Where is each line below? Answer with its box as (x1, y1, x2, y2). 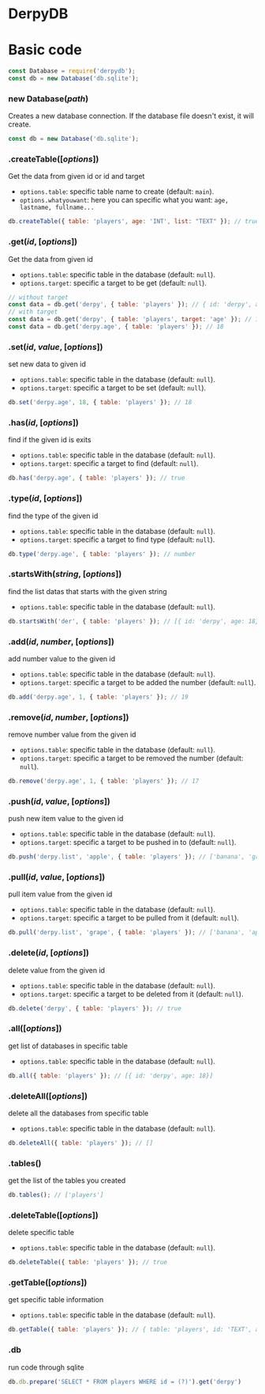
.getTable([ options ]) (8, 1277, 88, 1288)
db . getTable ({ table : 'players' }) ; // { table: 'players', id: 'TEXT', (8, 1326, 252, 1334)
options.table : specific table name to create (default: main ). (19, 187, 215, 196)
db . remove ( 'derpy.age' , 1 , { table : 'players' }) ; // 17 (8, 777, 200, 786)
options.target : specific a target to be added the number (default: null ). (19, 677, 256, 687)
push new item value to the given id (8, 814, 124, 824)
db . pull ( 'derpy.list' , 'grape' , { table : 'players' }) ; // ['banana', (8, 929, 245, 937)
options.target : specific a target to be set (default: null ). (19, 383, 207, 392)
